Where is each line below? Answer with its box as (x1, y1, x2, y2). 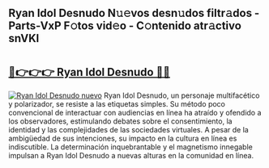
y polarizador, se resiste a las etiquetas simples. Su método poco (8, 99, 225, 108)
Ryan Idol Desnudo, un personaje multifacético (104, 90, 260, 100)
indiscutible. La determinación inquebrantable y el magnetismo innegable (8, 142, 253, 152)
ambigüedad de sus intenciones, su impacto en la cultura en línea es (8, 133, 237, 143)
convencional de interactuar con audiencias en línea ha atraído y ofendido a (8, 108, 262, 117)
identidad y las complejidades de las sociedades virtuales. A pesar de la (8, 125, 249, 134)
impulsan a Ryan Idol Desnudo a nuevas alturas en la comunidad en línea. (8, 151, 254, 160)
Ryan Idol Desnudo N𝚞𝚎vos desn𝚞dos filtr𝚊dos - (8, 6, 260, 20)
